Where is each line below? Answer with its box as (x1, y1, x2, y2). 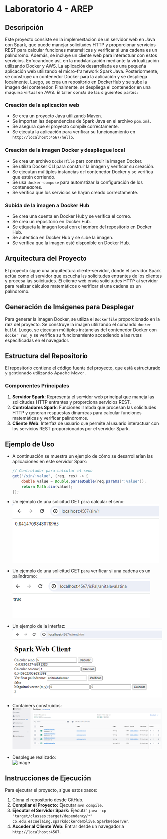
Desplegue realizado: (12, 754, 56, 760)
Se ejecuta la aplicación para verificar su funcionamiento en (12, 129, 136, 135)
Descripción (5, 23, 44, 32)
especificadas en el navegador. (5, 337, 70, 343)
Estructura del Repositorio (5, 352, 88, 360)
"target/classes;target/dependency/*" (12, 814, 93, 819)
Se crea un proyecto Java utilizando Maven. (12, 113, 103, 119)
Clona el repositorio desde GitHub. (12, 797, 83, 803)
